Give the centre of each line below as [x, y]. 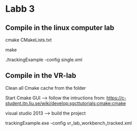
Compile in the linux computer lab [60, 28]
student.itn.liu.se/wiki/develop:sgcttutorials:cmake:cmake [66, 103]
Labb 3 [20, 9]
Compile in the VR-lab [41, 76]
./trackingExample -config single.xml [44, 60]
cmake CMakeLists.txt [29, 40]
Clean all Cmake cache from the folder [46, 88]
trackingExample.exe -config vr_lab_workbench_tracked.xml [69, 123]
